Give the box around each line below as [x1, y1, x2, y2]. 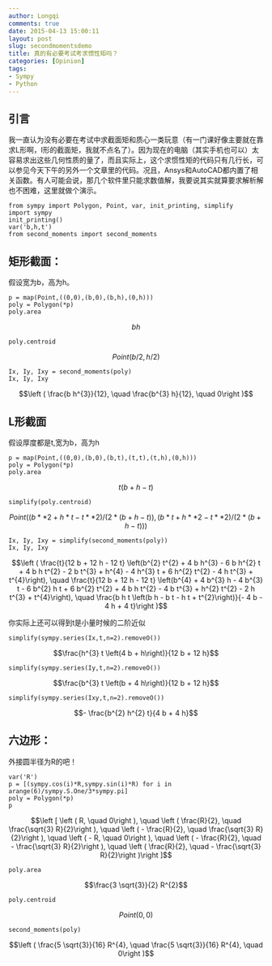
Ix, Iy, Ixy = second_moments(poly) [8, 368, 132, 376]
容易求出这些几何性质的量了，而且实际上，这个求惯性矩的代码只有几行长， [8, 155, 257, 165]
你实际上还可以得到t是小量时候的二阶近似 [8, 618, 146, 627]
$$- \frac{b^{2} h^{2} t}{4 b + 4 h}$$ [74, 708, 198, 718]
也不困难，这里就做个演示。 [8, 186, 101, 196]
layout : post [8, 34, 53, 43]
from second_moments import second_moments [8, 231, 158, 239]
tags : [8, 65, 27, 73]
